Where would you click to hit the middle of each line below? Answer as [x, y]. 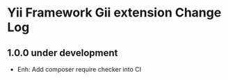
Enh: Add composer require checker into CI [79, 69]
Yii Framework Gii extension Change [114, 13]
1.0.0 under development [63, 53]
